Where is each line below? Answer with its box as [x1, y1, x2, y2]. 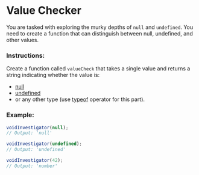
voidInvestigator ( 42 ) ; [6, 158, 63, 164]
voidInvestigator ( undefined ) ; [6, 141, 83, 147]
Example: [6, 111, 34, 119]
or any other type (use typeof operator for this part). [14, 96, 145, 103]
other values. [6, 36, 39, 43]
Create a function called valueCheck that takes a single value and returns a [6, 65, 191, 72]
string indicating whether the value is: [6, 72, 100, 79]
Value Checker [6, 4, 81, 17]
